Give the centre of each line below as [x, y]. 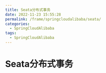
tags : [11, 33]
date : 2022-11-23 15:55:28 [33, 14]
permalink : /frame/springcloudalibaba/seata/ [53, 19]
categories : [17, 24]
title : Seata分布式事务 [28, 10]
